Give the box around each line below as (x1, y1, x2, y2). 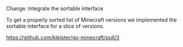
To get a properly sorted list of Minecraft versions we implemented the (6, 16, 177, 23)
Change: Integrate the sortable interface (6, 5, 104, 12)
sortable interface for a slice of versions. (6, 23, 105, 29)
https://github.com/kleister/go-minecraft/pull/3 (6, 34, 119, 41)
